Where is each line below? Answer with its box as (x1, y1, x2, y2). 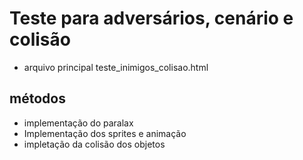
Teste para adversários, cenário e (9, 7, 294, 30)
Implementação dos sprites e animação (23, 127, 187, 139)
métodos (9, 90, 66, 107)
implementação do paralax (23, 117, 134, 129)
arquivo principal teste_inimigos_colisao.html (23, 61, 209, 73)
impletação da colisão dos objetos (23, 138, 166, 150)
